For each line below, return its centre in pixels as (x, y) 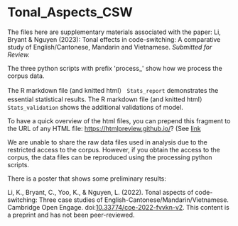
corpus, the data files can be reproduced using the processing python (110, 157)
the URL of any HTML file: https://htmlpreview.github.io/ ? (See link (104, 128)
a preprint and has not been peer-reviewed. (71, 215)
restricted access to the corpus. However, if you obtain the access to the (114, 149)
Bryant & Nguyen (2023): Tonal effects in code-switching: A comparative (114, 39)
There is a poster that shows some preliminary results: (87, 179)
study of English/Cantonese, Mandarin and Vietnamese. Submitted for (110, 47)
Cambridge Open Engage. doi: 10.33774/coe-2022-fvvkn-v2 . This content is (118, 207)
